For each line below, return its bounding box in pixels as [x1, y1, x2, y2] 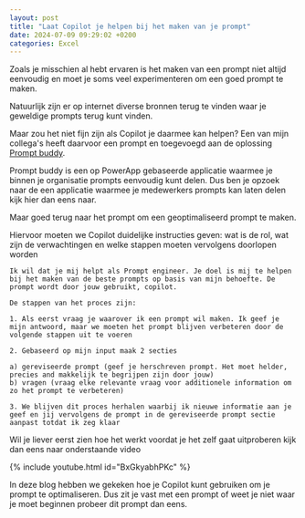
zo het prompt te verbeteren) [9, 387, 125, 396]
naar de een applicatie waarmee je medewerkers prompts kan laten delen [9, 184, 286, 196]
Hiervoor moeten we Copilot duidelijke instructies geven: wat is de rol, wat [9, 230, 289, 241]
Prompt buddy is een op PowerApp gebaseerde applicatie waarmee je [9, 165, 273, 176]
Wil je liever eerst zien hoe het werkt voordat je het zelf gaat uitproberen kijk [9, 434, 297, 445]
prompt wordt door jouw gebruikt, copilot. [9, 283, 178, 292]
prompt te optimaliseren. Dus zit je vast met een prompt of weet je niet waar [9, 489, 295, 500]
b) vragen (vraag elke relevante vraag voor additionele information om [9, 378, 292, 388]
